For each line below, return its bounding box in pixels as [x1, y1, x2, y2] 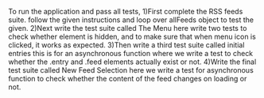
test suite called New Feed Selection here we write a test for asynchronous [8, 66, 254, 74]
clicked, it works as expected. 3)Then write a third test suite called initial [8, 40, 245, 50]
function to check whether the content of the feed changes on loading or [8, 74, 247, 83]
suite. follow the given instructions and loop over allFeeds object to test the [8, 15, 254, 24]
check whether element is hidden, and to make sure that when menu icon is [8, 32, 256, 41]
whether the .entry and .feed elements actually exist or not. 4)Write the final [8, 57, 257, 66]
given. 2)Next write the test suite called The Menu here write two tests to [8, 24, 247, 32]
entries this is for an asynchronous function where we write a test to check [8, 49, 254, 58]
